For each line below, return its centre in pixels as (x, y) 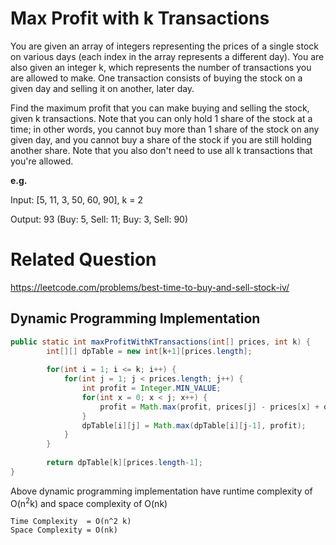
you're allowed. (42, 161)
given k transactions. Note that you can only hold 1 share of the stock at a (161, 118)
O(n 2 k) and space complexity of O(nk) (89, 502)
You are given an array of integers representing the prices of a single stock (164, 46)
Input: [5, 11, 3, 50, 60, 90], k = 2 (76, 199)
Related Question (83, 259)
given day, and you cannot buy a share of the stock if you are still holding (161, 139)
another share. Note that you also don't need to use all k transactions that (161, 150)
